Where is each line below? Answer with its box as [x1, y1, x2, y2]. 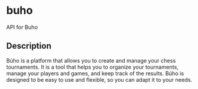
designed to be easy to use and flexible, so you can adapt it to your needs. [6, 76, 193, 83]
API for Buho [6, 23, 38, 31]
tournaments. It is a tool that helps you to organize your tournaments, [6, 63, 179, 70]
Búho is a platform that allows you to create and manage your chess [6, 57, 176, 64]
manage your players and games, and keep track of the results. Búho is [6, 70, 185, 77]
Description [6, 41, 51, 51]
